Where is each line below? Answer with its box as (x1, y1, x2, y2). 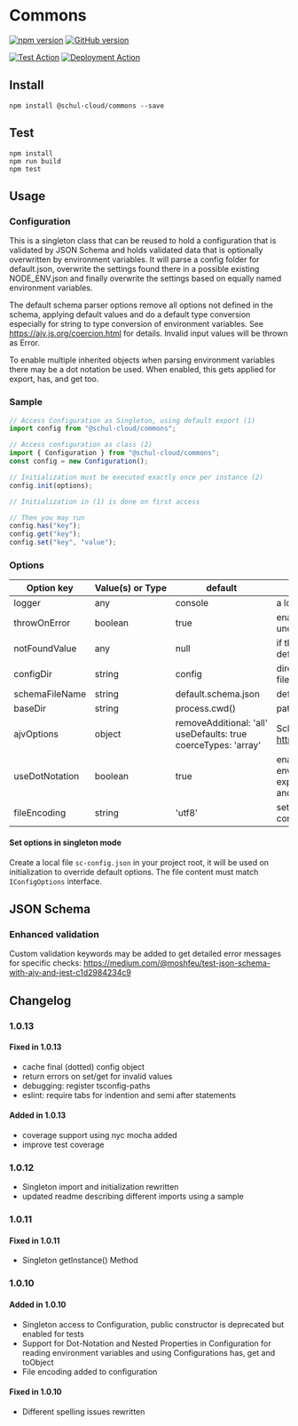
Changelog (9, 992, 72, 1008)
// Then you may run (9, 513, 86, 522)
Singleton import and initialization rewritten (21, 1182, 179, 1192)
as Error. (9, 338, 40, 348)
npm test (9, 164, 42, 173)
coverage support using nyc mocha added (21, 1129, 177, 1140)
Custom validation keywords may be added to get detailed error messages (9, 948, 282, 960)
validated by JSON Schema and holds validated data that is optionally (9, 245, 263, 256)
